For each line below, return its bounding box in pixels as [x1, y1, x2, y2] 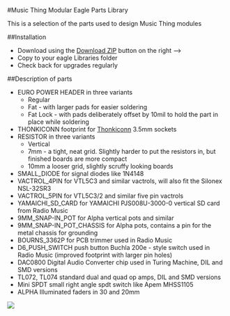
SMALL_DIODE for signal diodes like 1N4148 [17, 170, 144, 177]
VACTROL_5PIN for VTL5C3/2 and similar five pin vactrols [17, 191, 183, 200]
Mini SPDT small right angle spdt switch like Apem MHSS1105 [17, 281, 194, 288]
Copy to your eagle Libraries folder [17, 54, 118, 62]
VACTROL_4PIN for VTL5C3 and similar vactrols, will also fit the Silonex [17, 177, 222, 185]
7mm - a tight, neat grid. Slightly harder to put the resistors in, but [27, 148, 216, 155]
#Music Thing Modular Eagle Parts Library [7, 6, 129, 14]
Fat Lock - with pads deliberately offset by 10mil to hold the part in [27, 111, 218, 118]
